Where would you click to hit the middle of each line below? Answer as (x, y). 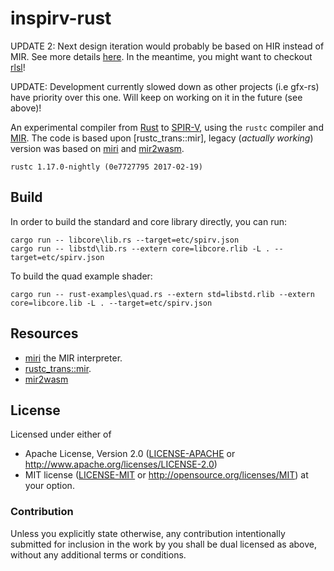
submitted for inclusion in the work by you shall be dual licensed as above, (164, 544)
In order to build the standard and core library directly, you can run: (149, 221)
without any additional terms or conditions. (98, 554)
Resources (44, 333)
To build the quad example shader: (81, 276)
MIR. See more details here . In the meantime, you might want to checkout (161, 56)
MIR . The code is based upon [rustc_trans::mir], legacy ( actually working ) (162, 138)
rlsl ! (18, 67)
